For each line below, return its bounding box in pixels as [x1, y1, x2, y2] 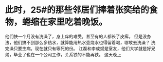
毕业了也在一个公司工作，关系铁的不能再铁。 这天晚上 [13, 51, 122, 57]
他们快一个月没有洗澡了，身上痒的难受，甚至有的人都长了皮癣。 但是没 [5, 33, 147, 39]
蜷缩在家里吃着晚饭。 [22, 16, 108, 28]
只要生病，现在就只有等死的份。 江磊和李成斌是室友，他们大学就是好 [13, 46, 151, 51]
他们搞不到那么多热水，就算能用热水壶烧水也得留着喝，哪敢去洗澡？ [13, 39, 150, 45]
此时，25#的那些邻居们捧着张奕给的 [5, 4, 149, 15]
